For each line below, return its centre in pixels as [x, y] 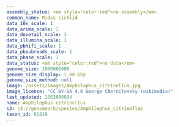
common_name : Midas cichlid [42, 18]
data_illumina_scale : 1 [37, 40]
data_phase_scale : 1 [33, 57]
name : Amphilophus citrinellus [46, 103]
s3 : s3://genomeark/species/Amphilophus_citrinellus [75, 108]
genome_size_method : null [39, 80]
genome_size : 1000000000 [38, 69]
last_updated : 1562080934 [39, 97]
